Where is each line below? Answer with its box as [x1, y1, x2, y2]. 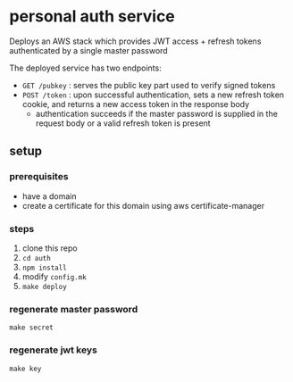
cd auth [21, 253, 51, 262]
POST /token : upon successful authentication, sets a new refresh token [21, 89, 284, 100]
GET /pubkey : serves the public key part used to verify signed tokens [21, 79, 276, 90]
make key [9, 364, 42, 373]
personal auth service [9, 6, 176, 27]
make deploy [21, 282, 67, 291]
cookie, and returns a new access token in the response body [21, 98, 250, 109]
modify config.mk [21, 270, 87, 282]
